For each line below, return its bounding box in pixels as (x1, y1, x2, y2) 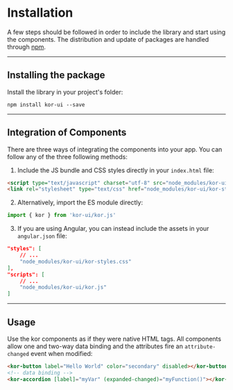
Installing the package (7, 70, 105, 81)
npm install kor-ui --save (7, 101, 85, 108)
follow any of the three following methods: (7, 152, 128, 161)
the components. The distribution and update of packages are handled (7, 35, 209, 43)
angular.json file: (17, 231, 67, 241)
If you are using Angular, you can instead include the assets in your (17, 225, 209, 233)
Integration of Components (7, 127, 127, 138)
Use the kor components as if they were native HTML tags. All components (7, 335, 222, 343)
